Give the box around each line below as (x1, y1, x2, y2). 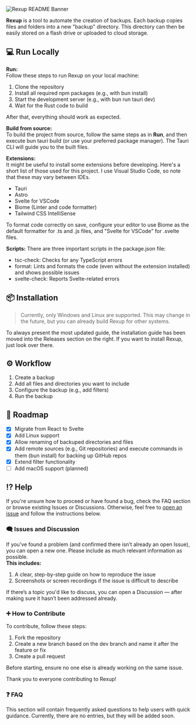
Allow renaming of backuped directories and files (14, 439, 133, 446)
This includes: (6, 559, 42, 566)
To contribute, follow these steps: (6, 623, 87, 630)
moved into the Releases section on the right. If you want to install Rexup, (6, 335, 183, 342)
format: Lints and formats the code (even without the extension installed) (14, 262, 190, 269)
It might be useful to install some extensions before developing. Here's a (6, 161, 181, 168)
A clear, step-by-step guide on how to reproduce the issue (14, 571, 156, 578)
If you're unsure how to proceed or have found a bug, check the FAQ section (6, 498, 191, 505)
